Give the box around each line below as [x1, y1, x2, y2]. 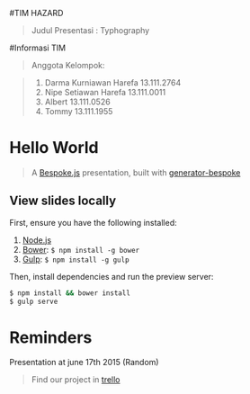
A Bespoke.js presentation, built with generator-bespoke [31, 166, 241, 178]
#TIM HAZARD [9, 8, 64, 18]
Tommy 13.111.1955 [44, 106, 113, 116]
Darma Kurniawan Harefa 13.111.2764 [44, 77, 182, 88]
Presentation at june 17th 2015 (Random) [9, 357, 159, 368]
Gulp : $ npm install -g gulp [22, 254, 129, 264]
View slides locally [9, 193, 117, 209]
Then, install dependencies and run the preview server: [9, 271, 214, 282]
